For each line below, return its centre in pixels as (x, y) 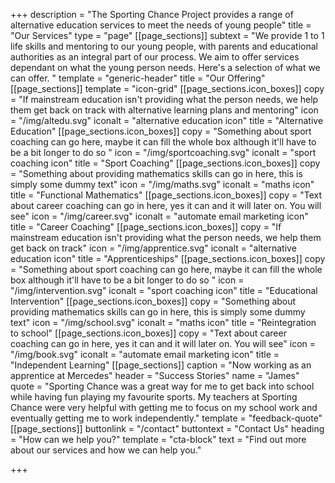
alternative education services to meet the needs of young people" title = (161, 25)
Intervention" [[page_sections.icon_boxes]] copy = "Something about (153, 301)
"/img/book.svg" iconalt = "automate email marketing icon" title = (145, 354)
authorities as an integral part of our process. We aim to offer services (155, 57)
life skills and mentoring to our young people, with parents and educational (164, 46)
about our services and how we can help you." (106, 450)
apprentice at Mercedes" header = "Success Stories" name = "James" (155, 375)
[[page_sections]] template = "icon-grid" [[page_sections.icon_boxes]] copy (167, 88)
